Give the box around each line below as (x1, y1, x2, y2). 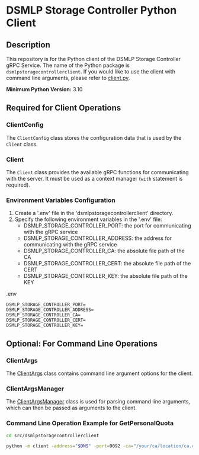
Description (6, 40, 50, 50)
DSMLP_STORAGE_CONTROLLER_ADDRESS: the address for (23, 235, 172, 242)
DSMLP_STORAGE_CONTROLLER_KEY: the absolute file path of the (23, 273, 188, 280)
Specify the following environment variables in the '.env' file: (14, 216, 162, 223)
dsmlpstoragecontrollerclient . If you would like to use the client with (6, 68, 176, 75)
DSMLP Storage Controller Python (6, 4, 177, 17)
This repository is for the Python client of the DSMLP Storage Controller (6, 56, 181, 62)
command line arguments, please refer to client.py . (6, 75, 130, 81)
